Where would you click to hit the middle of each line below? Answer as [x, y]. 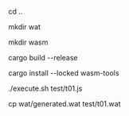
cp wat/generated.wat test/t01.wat [64, 104]
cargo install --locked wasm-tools [64, 73]
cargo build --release [43, 58]
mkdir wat [25, 27]
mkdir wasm [28, 42]
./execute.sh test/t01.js [45, 88]
